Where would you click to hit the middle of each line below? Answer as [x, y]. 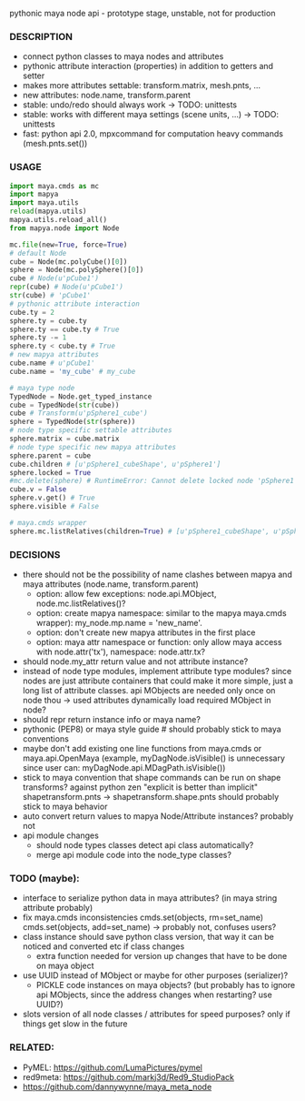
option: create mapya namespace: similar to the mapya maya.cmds [162, 613]
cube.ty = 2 [32, 312]
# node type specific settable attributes [91, 430]
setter [34, 76]
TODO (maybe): [44, 878]
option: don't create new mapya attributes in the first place [146, 632]
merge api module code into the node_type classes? [133, 855]
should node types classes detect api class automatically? [145, 845]
